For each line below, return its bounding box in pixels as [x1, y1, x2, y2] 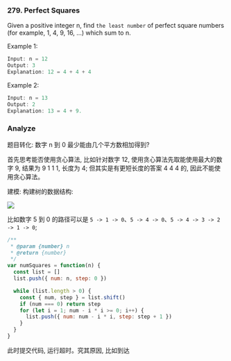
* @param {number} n [10, 242, 70, 250]
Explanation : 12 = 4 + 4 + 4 [7, 69, 92, 76]
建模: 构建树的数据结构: [7, 187, 74, 196]
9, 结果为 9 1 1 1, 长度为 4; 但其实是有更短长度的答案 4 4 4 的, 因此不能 [15, 164, 215, 172]
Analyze [7, 124, 36, 133]
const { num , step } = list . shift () [19, 294, 126, 301]
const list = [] [13, 269, 60, 276]
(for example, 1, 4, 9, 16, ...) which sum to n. [7, 28, 132, 37]
